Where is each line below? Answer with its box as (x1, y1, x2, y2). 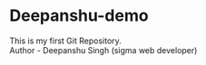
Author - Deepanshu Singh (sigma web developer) (9, 44, 198, 55)
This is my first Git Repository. (9, 35, 123, 46)
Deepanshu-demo (9, 5, 149, 26)
